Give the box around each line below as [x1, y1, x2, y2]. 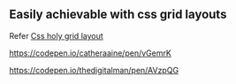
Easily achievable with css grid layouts [9, 7, 227, 22]
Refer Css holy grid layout [9, 30, 103, 41]
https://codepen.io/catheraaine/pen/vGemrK [9, 48, 172, 58]
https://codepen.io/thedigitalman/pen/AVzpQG [9, 65, 179, 75]
